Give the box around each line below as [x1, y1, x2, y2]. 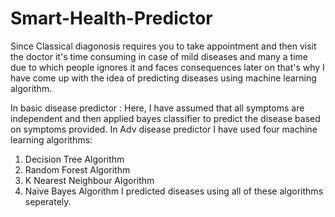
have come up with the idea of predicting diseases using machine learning [10, 72, 317, 84]
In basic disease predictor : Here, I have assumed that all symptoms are [10, 102, 305, 114]
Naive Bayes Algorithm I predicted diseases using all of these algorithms [24, 185, 324, 197]
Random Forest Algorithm [24, 163, 131, 176]
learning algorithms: [10, 133, 93, 146]
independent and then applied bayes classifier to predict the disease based [10, 112, 321, 124]
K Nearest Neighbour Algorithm [24, 174, 155, 186]
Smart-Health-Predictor [10, 7, 213, 30]
